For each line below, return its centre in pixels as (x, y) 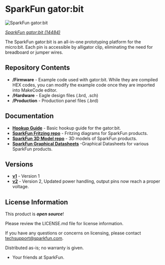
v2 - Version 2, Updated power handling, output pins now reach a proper (86, 181)
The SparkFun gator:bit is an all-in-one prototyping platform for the (73, 42)
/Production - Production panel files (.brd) (55, 100)
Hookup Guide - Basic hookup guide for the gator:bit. (66, 128)
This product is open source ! (34, 214)
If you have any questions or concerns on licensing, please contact (73, 233)
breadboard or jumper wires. (34, 52)
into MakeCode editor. (35, 90)
